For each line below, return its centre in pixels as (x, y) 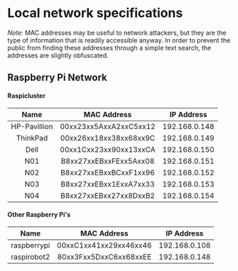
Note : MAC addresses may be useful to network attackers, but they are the (117, 33)
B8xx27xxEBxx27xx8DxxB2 (107, 195)
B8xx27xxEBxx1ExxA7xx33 (108, 184)
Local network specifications (95, 13)
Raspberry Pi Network (58, 78)
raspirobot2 (31, 257)
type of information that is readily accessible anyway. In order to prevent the (119, 40)
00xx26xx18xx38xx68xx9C (108, 138)
